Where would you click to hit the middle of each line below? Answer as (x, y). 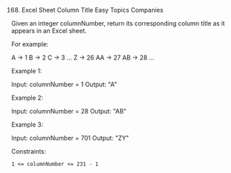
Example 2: (27, 98)
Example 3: (27, 125)
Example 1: (27, 71)
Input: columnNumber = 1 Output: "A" (64, 84)
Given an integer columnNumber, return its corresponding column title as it (118, 23)
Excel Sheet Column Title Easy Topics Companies (92, 10)
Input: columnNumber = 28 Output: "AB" (69, 111)
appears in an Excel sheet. (49, 31)
